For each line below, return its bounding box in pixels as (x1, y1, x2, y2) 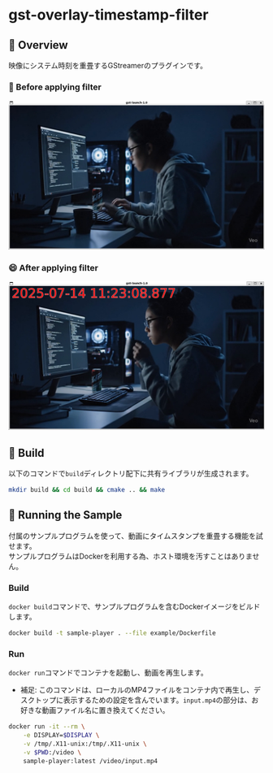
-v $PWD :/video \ (23, 748, 82, 757)
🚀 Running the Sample (8, 508, 123, 522)
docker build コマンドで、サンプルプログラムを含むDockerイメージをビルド (8, 601, 261, 611)
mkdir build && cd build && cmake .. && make (8, 486, 165, 494)
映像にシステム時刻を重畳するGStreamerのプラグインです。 (8, 61, 208, 70)
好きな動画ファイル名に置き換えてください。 (19, 706, 170, 715)
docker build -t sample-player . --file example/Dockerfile (8, 629, 217, 637)
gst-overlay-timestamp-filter (8, 6, 209, 24)
